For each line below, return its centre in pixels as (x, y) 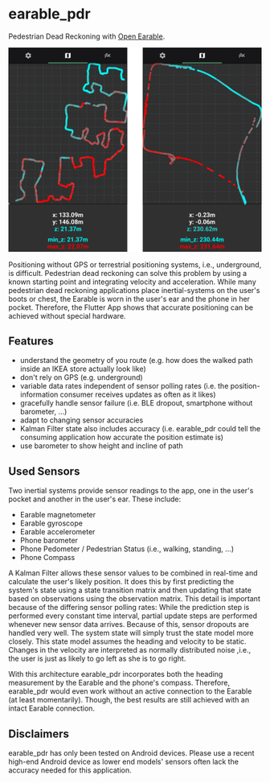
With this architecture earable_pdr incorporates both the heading (116, 674)
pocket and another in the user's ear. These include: (95, 499)
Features (31, 341)
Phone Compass (47, 558)
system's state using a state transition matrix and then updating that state (130, 590)
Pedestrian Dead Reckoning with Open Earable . (87, 36)
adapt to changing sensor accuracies (82, 420)
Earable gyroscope (51, 523)
